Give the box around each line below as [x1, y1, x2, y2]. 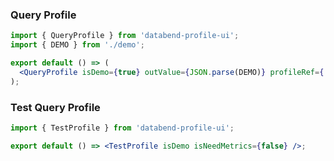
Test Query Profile [10, 100, 101, 114]
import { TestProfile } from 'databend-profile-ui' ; [10, 123, 235, 133]
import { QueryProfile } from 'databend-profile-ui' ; [10, 31, 240, 41]
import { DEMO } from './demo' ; [10, 40, 145, 50]
